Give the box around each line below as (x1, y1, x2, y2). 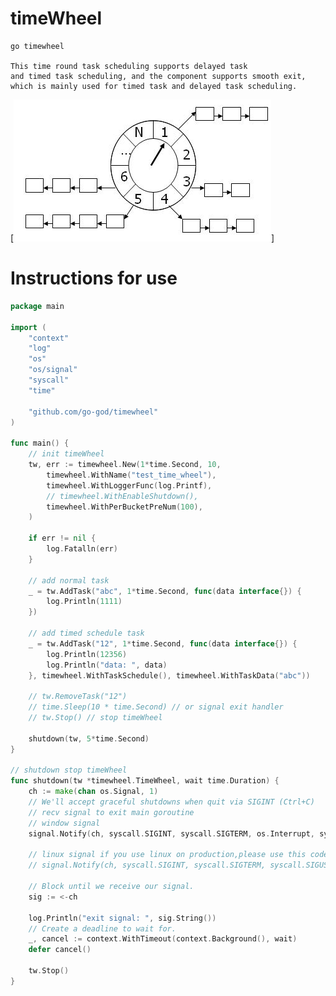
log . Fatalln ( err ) (46, 544, 118, 554)
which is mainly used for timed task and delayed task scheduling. (10, 81, 298, 91)
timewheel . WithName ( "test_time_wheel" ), (46, 470, 217, 480)
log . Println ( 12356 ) (46, 649, 128, 659)
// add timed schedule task (28, 628, 145, 638)
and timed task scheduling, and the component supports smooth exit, (10, 71, 307, 81)
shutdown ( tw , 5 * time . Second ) (28, 733, 150, 744)
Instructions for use (10, 267, 178, 290)
